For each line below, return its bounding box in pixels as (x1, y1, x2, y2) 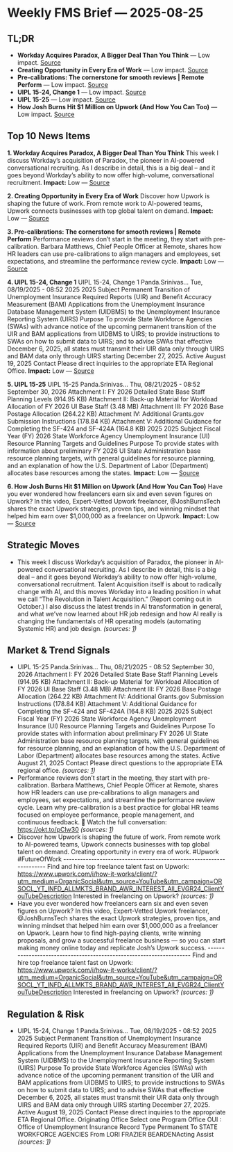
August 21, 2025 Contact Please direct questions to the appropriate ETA (17, 759, 223, 767)
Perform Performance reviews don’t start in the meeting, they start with (7, 234, 212, 243)
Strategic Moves (7, 539, 80, 551)
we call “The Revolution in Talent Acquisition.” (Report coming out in (17, 595, 212, 603)
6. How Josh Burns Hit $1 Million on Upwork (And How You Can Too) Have (7, 482, 223, 490)
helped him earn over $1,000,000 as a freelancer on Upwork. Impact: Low (7, 511, 220, 520)
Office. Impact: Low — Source (7, 367, 95, 375)
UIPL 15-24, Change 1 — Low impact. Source (17, 88, 146, 96)
